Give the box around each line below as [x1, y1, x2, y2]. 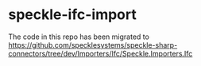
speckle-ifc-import [8, 6, 137, 24]
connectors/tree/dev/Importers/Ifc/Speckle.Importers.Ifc [8, 49, 193, 58]
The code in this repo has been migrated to [8, 32, 149, 41]
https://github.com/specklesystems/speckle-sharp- [8, 40, 178, 49]
